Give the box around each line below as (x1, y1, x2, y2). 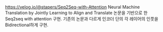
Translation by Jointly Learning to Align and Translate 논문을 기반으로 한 (5, 10, 148, 16)
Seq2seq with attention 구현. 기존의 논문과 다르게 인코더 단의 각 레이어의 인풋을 (5, 16, 159, 21)
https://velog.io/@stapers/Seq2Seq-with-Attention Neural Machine (5, 4, 140, 10)
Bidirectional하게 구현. (5, 22, 49, 28)
